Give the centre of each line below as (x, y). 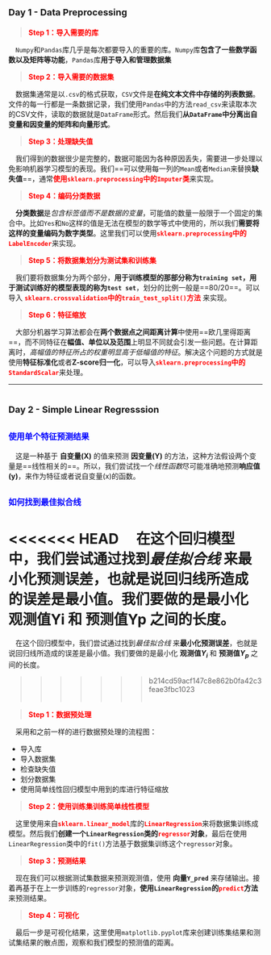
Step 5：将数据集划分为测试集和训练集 (92, 260)
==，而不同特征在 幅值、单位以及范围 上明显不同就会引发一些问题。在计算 (130, 342)
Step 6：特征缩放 (57, 315)
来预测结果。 (29, 899)
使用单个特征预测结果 (49, 436)
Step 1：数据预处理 (60, 715)
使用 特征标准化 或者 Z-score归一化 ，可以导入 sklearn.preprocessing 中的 (127, 362)
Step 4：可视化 (53, 915)
